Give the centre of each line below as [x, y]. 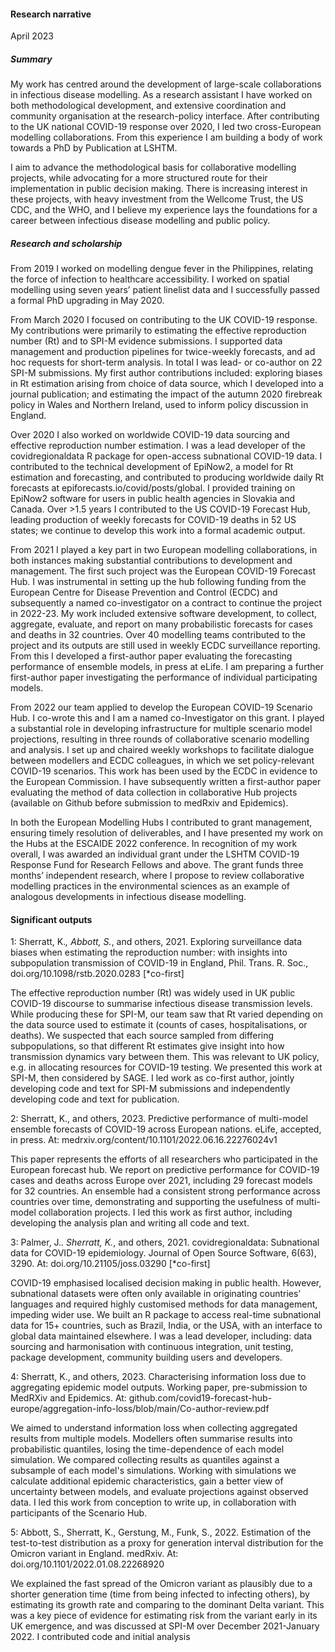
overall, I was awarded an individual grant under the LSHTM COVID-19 [155, 854]
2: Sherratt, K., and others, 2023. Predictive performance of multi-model [159, 1119]
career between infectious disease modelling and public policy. [140, 221]
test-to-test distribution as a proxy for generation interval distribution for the [167, 1543]
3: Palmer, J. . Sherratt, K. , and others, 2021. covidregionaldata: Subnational [165, 1242]
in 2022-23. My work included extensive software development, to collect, [164, 614]
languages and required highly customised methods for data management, [164, 1304]
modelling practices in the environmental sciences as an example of [150, 886]
